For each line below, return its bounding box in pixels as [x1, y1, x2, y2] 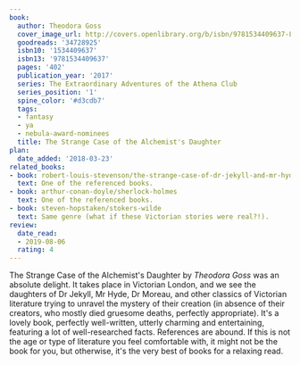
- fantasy [17, 112, 54, 121]
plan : [9, 145, 29, 154]
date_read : [17, 228, 58, 237]
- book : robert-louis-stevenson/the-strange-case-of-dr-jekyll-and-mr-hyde [9, 170, 297, 179]
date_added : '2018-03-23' [17, 153, 114, 163]
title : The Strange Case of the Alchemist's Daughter [17, 137, 221, 146]
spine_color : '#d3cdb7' [17, 95, 105, 105]
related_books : [9, 162, 66, 171]
